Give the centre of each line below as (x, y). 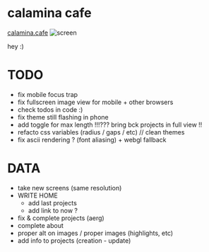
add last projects (53, 202)
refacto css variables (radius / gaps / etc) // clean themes (101, 132)
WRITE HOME (37, 195)
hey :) (16, 46)
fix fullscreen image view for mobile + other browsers (95, 102)
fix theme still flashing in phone (63, 117)
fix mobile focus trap (48, 94)
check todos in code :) (50, 109)
